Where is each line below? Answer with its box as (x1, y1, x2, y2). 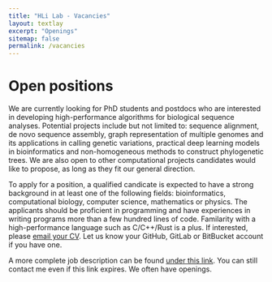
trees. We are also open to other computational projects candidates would (8, 156, 256, 165)
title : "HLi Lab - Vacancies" (8, 11, 111, 20)
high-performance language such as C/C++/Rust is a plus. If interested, (8, 223, 248, 233)
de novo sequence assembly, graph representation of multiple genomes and (8, 130, 264, 139)
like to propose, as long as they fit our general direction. (8, 164, 196, 174)
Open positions (8, 77, 114, 96)
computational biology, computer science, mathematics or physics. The (8, 197, 248, 207)
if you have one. (8, 240, 63, 250)
